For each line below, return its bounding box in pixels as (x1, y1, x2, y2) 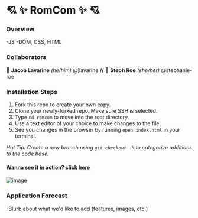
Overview (6, 25, 35, 33)
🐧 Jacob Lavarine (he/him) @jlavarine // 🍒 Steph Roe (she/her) (6, 66, 160, 74)
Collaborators (6, 53, 47, 61)
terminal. (14, 132, 37, 139)
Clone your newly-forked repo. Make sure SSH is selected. (14, 108, 158, 115)
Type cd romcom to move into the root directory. (14, 113, 129, 121)
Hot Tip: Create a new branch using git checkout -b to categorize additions (6, 144, 193, 151)
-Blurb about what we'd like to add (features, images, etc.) (6, 205, 148, 212)
